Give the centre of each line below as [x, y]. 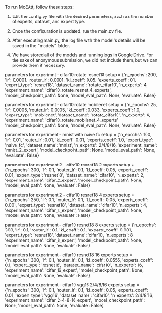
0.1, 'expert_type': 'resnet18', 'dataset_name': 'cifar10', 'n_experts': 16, [74, 265]
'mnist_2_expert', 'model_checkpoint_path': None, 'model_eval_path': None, [80, 150]
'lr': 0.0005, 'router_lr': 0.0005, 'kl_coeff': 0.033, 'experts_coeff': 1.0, [73, 110]
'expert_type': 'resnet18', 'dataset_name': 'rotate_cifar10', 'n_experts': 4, [76, 85]
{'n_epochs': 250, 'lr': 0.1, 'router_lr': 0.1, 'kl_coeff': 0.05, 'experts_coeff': [77, 200]
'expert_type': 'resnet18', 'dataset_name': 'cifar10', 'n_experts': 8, [69, 235]
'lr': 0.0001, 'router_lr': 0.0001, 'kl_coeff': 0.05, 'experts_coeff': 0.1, [71, 80]
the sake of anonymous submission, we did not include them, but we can [85, 60]
